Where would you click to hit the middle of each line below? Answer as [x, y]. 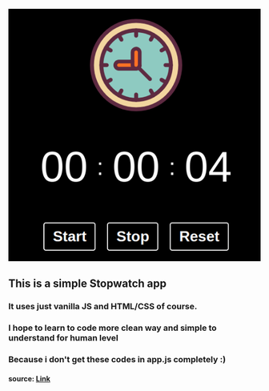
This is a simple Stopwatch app [87, 284]
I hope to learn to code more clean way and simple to [113, 328]
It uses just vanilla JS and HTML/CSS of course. [103, 307]
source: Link [29, 378]
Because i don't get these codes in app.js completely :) [117, 360]
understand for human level [63, 338]
